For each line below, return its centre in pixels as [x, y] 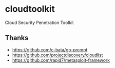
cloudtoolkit [30, 9]
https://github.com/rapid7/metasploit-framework [61, 60]
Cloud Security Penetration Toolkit [39, 23]
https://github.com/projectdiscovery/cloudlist [57, 55]
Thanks [17, 38]
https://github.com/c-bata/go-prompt [50, 49]
